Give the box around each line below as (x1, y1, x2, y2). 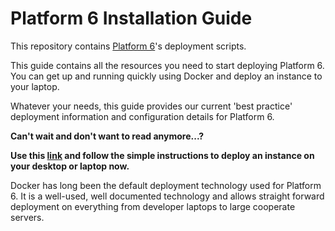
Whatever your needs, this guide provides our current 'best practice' (10, 100, 293, 112)
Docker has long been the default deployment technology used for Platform (10, 179, 322, 191)
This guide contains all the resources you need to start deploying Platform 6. (10, 59, 325, 71)
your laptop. (10, 80, 60, 92)
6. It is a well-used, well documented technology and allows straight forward (10, 190, 325, 202)
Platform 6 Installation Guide (10, 7, 253, 30)
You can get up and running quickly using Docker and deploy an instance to (10, 70, 323, 82)
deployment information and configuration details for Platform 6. (10, 110, 275, 122)
